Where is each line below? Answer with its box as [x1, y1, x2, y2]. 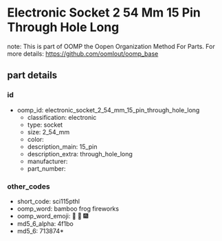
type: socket [27, 120, 63, 129]
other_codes [7, 181, 50, 191]
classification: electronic [27, 113, 97, 121]
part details [7, 70, 58, 81]
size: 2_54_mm [27, 127, 70, 136]
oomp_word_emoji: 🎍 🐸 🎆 [16, 211, 89, 220]
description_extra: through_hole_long [27, 149, 133, 158]
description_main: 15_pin [27, 143, 98, 151]
